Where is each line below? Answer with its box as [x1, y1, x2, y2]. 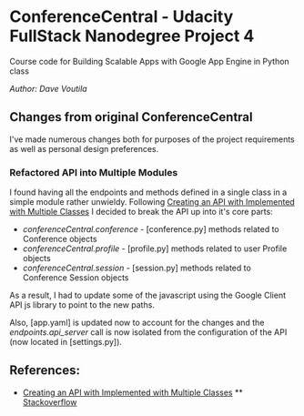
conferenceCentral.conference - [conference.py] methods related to [22, 224, 279, 235]
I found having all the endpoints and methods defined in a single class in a [9, 187, 288, 198]
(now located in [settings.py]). [9, 337, 123, 348]
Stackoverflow [22, 396, 77, 407]
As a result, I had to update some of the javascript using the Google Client [9, 289, 287, 301]
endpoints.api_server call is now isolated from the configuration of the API [9, 327, 288, 338]
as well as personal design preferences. [9, 143, 159, 154]
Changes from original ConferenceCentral [9, 109, 253, 125]
